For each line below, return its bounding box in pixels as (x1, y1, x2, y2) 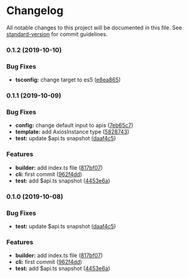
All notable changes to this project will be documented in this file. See (6, 24, 182, 31)
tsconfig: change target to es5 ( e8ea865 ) (15, 76, 121, 83)
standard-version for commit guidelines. (6, 30, 108, 37)
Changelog (6, 4, 64, 18)
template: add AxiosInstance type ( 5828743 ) (15, 128, 130, 135)
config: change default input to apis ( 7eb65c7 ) (15, 122, 133, 129)
